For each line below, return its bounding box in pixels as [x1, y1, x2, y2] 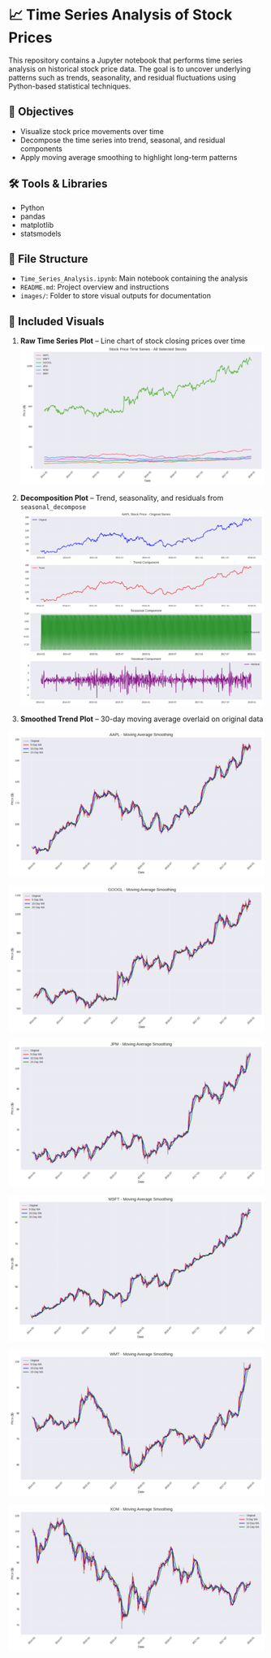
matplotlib [19, 220, 54, 229]
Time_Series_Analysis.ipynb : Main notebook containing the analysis [19, 273, 248, 284]
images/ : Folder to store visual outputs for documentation [19, 291, 211, 301]
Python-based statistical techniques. [8, 81, 131, 91]
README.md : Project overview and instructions [19, 282, 170, 292]
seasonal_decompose [19, 503, 87, 511]
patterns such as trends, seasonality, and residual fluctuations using [8, 72, 237, 82]
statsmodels [19, 228, 62, 238]
